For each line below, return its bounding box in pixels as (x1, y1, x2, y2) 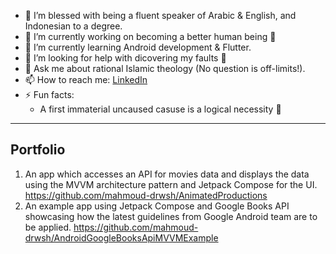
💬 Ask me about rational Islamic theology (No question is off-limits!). (24, 63, 306, 74)
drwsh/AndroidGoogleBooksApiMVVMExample (24, 231, 219, 244)
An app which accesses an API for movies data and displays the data (24, 168, 310, 180)
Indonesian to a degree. (24, 20, 123, 32)
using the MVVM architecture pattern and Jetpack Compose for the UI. (24, 178, 318, 190)
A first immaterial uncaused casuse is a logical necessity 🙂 (39, 103, 282, 115)
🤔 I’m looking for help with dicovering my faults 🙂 (24, 52, 227, 64)
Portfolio (10, 141, 66, 159)
